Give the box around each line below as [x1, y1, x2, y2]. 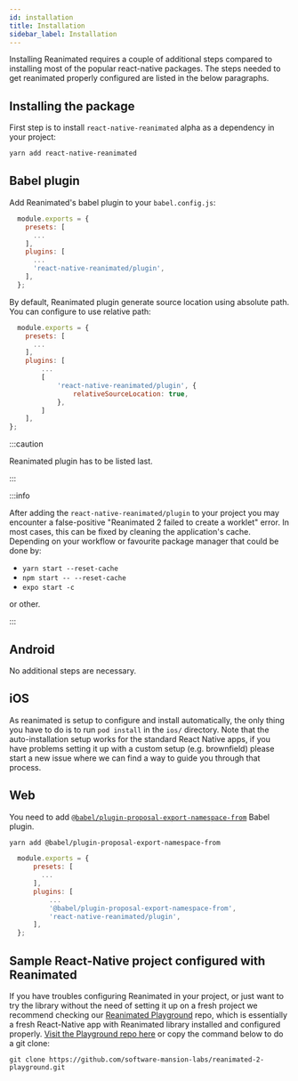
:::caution [9, 439, 44, 449]
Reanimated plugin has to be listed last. [9, 456, 153, 467]
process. [9, 762, 42, 772]
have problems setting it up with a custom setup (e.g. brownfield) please [9, 743, 275, 754]
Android [9, 641, 55, 657]
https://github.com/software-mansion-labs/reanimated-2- [48, 1055, 265, 1064]
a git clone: [9, 1038, 51, 1048]
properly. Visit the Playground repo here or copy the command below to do [9, 1029, 284, 1039]
